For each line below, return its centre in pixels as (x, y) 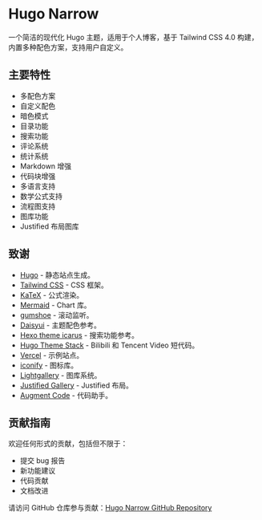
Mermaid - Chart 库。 (55, 305)
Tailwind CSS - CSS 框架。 (64, 285)
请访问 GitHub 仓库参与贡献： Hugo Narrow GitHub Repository (110, 508)
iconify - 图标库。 (49, 365)
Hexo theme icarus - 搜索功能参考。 (79, 335)
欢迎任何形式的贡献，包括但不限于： (68, 444)
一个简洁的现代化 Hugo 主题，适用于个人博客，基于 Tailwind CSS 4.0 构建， (133, 37)
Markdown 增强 (46, 166)
